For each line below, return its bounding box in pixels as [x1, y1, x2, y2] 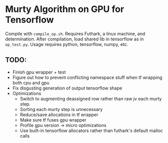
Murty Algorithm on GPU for [5, 3, 124, 15]
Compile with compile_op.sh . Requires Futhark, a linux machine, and [5, 30, 145, 36]
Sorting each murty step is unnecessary [20, 106, 103, 112]
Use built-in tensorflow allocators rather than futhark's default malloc [20, 127, 163, 133]
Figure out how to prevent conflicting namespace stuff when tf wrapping [12, 74, 162, 80]
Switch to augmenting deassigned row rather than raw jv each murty [20, 95, 162, 101]
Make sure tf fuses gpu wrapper [20, 116, 87, 123]
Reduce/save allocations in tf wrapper [20, 111, 99, 117]
